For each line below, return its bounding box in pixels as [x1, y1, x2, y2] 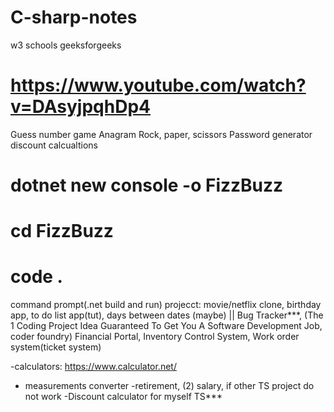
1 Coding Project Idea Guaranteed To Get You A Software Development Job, [10, 320, 323, 332]
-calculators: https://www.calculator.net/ [10, 361, 177, 373]
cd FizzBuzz [10, 220, 114, 243]
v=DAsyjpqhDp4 [10, 96, 151, 118]
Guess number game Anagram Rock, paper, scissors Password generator [10, 128, 313, 140]
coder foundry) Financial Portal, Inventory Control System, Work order [10, 331, 300, 343]
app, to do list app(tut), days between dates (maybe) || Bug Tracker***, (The [10, 309, 324, 321]
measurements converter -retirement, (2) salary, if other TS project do [24, 380, 315, 392]
